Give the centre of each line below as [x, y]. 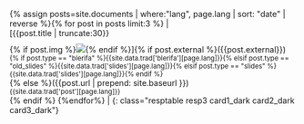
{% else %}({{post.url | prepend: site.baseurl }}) [99, 83]
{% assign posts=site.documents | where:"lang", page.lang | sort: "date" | [147, 14]
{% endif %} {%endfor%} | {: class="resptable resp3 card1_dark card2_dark [152, 100]
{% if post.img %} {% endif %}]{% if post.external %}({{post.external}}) [148, 49]
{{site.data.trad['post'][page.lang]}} [65, 91]
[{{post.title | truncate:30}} [60, 33]
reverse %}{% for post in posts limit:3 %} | [89, 24]
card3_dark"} [34, 110]
